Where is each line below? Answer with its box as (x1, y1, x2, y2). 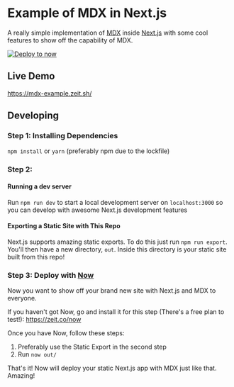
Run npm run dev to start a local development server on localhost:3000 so (7, 198, 223, 206)
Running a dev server (7, 182, 72, 191)
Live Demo (7, 70, 55, 82)
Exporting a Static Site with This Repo (7, 222, 121, 230)
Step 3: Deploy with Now (7, 270, 94, 280)
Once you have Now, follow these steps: (7, 329, 125, 337)
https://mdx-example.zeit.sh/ (7, 89, 92, 97)
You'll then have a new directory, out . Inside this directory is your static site (7, 245, 227, 253)
